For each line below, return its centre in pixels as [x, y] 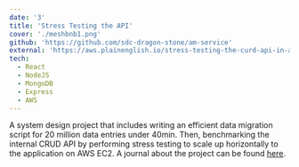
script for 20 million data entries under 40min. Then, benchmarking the [139, 135]
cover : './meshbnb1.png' [55, 34]
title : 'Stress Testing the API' [71, 26]
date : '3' [28, 17]
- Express [35, 91]
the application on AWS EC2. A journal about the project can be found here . [148, 154]
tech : [19, 59]
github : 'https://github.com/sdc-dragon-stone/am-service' [121, 42]
